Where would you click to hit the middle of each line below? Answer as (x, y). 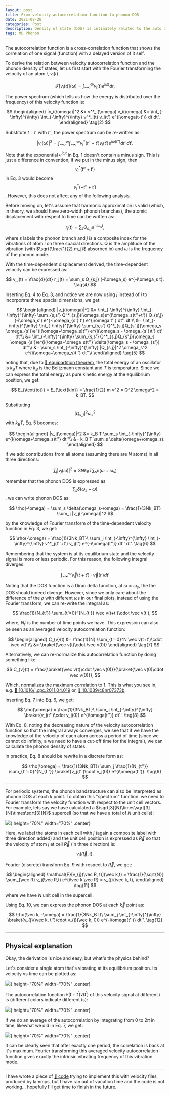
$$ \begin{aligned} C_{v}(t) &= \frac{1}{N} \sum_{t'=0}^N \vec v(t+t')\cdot (85, 639)
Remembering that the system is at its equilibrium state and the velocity (80, 554)
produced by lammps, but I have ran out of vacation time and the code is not (85, 1082)
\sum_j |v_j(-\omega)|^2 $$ (85, 514)
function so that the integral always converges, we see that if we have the (82, 730)
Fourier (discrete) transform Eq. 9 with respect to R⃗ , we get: (69, 865)
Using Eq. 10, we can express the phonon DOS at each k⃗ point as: (75, 905)
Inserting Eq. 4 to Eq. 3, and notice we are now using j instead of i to (76, 294)
